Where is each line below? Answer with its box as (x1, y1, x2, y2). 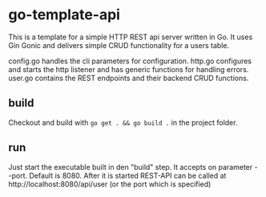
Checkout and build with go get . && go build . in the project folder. (8, 118, 238, 127)
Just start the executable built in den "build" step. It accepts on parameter (8, 162, 253, 171)
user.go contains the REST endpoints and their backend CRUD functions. (8, 73, 249, 82)
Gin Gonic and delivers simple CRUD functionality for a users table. (8, 40, 230, 50)
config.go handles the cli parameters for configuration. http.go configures (8, 56, 252, 66)
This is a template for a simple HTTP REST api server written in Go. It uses (8, 32, 253, 42)
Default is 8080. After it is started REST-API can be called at (29, 171, 227, 180)
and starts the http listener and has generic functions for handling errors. (8, 64, 249, 74)
